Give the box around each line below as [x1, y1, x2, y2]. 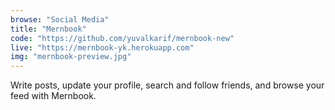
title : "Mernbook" [10, 24, 87, 34]
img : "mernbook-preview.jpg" [10, 52, 132, 62]
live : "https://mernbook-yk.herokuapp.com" [10, 42, 195, 53]
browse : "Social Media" [10, 14, 110, 25]
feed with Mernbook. [10, 90, 97, 102]
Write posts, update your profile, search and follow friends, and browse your [10, 79, 325, 91]
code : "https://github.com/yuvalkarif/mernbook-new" [10, 33, 235, 43]
